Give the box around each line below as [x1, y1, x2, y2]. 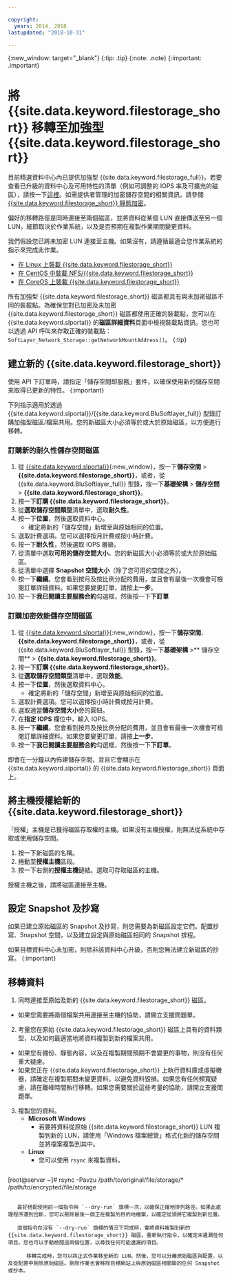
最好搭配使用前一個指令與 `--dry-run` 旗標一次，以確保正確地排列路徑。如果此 [17, 1204, 216, 1211]
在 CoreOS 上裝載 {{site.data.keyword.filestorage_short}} [17, 278, 180, 286]
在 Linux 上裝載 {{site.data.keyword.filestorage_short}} [17, 261, 173, 269]
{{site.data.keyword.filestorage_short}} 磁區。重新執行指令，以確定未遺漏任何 [8, 1232, 224, 1239]
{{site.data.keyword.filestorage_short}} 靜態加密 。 [8, 199, 150, 207]
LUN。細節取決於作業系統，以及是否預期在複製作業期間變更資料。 [8, 223, 196, 231]
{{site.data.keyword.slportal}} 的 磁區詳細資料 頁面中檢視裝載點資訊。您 [8, 319, 208, 327]
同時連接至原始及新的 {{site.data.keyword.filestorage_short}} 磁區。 [17, 996, 211, 1004]
